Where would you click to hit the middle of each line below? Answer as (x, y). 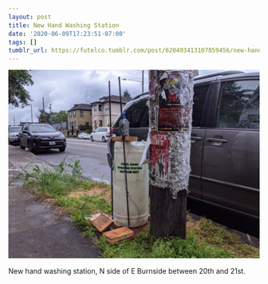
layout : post (30, 17)
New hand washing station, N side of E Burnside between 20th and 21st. (127, 271)
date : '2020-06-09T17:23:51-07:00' (67, 34)
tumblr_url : (28, 51)
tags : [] (23, 42)
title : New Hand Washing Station (64, 25)
